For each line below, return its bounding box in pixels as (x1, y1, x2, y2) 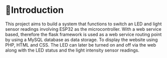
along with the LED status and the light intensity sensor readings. (5, 47, 139, 53)
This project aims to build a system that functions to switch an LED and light (5, 21, 162, 27)
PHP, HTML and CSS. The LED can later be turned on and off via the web (5, 42, 156, 48)
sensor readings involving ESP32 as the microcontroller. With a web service (5, 26, 161, 32)
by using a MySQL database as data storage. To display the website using (5, 37, 158, 43)
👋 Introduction (5, 4, 64, 16)
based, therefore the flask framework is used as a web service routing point (5, 31, 162, 37)
